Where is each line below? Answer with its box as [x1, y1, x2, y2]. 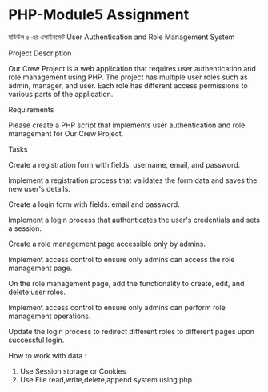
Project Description [8, 48, 72, 58]
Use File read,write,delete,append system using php [19, 374, 193, 384]
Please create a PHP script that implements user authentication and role [8, 120, 246, 130]
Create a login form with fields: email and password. [8, 199, 180, 209]
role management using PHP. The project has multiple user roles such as [8, 72, 248, 82]
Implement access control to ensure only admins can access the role [8, 254, 235, 264]
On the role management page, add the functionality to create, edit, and [8, 278, 245, 288]
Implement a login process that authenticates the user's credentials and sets [8, 215, 260, 224]
